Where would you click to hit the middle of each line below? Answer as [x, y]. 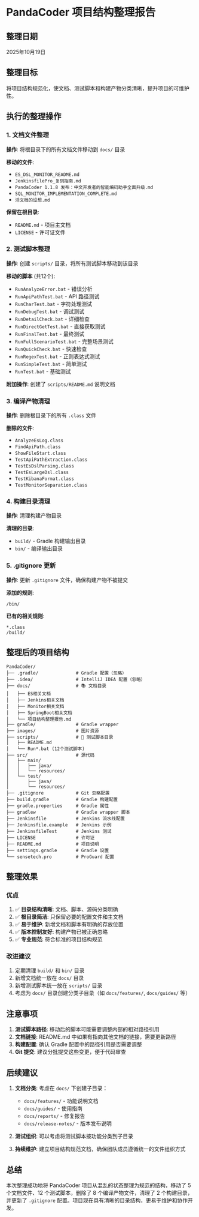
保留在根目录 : [23, 212]
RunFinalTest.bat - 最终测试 [50, 334]
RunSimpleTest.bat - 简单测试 [51, 364]
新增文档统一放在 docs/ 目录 [49, 978]
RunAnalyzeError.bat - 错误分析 [53, 289]
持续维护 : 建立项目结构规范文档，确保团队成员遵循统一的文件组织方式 [100, 1149]
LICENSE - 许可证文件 [40, 232]
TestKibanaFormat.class [45, 479]
